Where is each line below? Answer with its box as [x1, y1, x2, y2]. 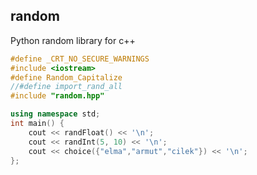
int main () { [10, 119, 65, 129]
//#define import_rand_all [10, 82, 123, 92]
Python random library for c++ [10, 34, 136, 46]
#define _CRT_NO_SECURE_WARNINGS [10, 54, 150, 64]
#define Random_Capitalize [10, 72, 123, 83]
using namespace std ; [10, 109, 101, 119]
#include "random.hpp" [10, 91, 105, 101]
